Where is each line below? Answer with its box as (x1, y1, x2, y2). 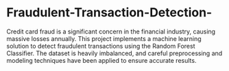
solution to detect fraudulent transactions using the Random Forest (6, 42, 195, 50)
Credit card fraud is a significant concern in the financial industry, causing (6, 27, 216, 35)
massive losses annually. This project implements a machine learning (6, 34, 202, 42)
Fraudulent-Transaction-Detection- (6, 5, 213, 20)
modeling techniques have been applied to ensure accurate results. (6, 56, 197, 64)
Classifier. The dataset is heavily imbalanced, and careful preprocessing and (6, 49, 223, 57)
